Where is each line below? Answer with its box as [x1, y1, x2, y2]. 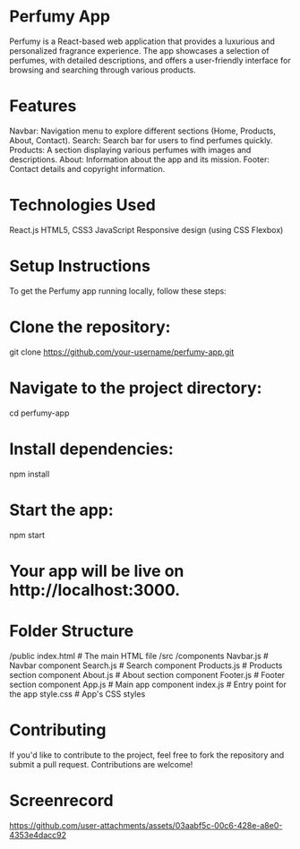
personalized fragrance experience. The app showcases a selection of [9, 45, 270, 56]
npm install [9, 468, 50, 479]
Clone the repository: [9, 316, 171, 337]
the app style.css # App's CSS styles [9, 688, 146, 699]
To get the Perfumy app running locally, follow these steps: [9, 285, 227, 296]
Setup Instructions [9, 256, 150, 276]
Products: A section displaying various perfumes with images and [9, 144, 252, 155]
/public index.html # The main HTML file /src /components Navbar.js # [9, 650, 269, 661]
